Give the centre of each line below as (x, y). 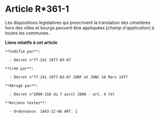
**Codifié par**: (23, 51)
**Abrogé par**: (22, 86)
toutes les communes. (27, 33)
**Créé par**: (20, 69)
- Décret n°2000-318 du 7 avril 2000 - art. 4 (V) (62, 94)
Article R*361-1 (37, 9)
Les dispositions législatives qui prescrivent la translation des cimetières (78, 23)
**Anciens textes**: (26, 103)
